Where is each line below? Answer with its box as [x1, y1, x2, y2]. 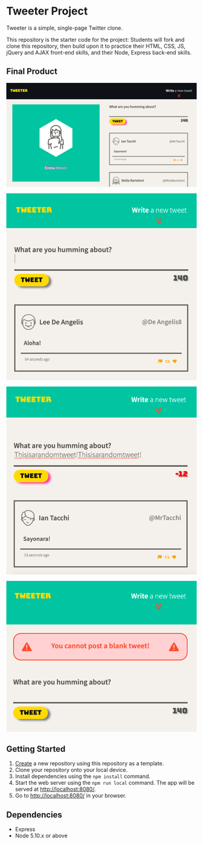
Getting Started [6, 744, 66, 754]
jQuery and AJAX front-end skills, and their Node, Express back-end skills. [6, 48, 192, 56]
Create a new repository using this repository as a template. [14, 760, 164, 767]
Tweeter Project [6, 4, 88, 18]
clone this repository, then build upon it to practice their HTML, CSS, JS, [6, 42, 186, 50]
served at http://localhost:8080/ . [14, 785, 96, 793]
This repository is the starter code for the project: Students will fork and [6, 36, 185, 43]
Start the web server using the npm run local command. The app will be [14, 779, 195, 787]
